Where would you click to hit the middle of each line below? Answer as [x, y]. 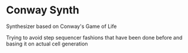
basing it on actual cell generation [47, 44]
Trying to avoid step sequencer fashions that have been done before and [94, 37]
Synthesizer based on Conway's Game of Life [61, 26]
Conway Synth [43, 10]
